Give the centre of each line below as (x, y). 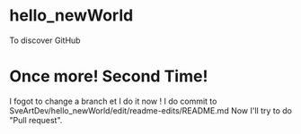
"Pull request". (36, 120)
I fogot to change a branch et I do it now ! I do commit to (113, 101)
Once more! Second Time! (109, 76)
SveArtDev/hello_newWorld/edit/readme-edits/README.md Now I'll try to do (151, 110)
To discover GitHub (45, 40)
